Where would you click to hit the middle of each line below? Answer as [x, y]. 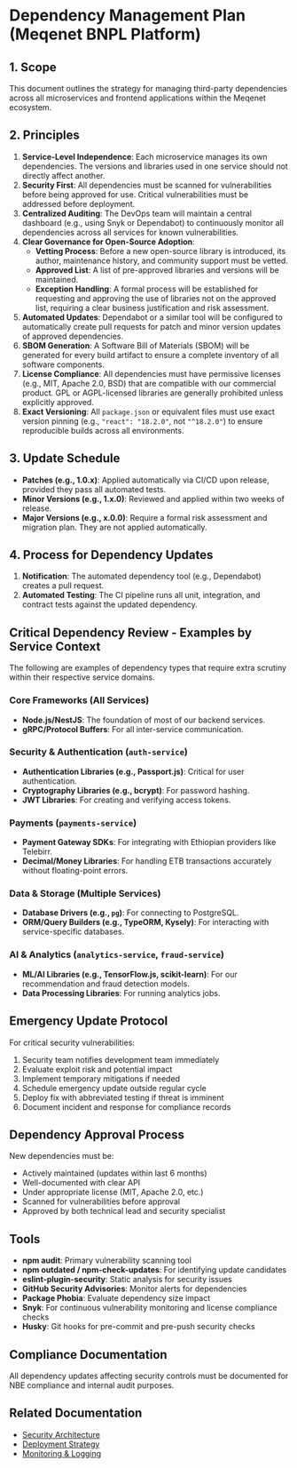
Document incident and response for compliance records [126, 1106]
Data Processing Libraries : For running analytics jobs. [121, 993]
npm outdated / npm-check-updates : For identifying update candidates [154, 1270]
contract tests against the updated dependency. [109, 604]
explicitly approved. [58, 402]
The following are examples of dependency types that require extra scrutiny [148, 668]
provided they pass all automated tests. [94, 489]
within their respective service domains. [82, 677]
